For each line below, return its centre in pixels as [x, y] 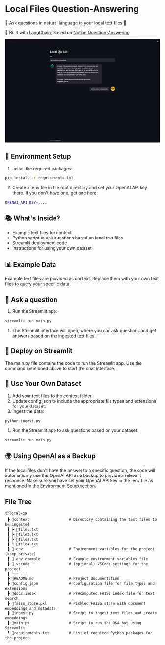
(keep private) [21, 554]
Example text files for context [42, 233]
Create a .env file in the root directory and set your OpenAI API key [80, 187]
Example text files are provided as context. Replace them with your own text [82, 279]
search [12, 598]
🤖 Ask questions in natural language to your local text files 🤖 [66, 23]
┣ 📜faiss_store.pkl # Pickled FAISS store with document [77, 603]
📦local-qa [16, 513]
